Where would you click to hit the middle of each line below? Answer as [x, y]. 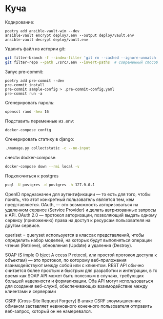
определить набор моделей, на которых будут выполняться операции [79, 240]
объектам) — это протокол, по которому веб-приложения [66, 260]
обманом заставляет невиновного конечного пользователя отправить [79, 306]
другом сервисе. [23, 225]
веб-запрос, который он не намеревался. [49, 311]
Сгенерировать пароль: [30, 102]
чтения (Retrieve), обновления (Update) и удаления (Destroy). [69, 245]
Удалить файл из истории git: [35, 49]
